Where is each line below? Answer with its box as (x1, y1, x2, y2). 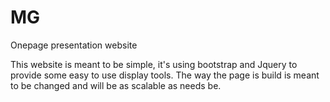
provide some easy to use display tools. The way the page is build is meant (10, 69, 320, 81)
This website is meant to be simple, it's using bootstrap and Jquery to (10, 58, 298, 70)
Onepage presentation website (10, 39, 138, 51)
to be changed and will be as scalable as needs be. (10, 79, 222, 91)
